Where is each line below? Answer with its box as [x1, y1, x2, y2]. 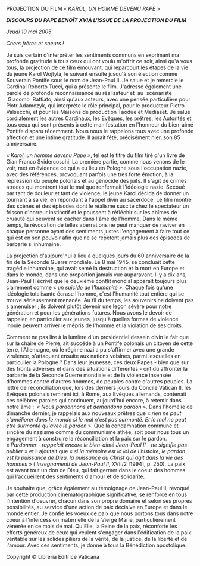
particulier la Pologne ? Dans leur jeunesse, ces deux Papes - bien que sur [6, 359, 189, 366]
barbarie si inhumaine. [6, 241, 61, 247]
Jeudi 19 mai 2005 [6, 28, 52, 35]
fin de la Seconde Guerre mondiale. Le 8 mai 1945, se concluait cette [6, 259, 176, 265]
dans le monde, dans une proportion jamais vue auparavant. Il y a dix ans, [6, 271, 187, 278]
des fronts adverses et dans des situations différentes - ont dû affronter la [6, 365, 188, 372]
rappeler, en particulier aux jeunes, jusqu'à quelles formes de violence [6, 316, 179, 322]
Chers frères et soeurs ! [6, 40, 64, 47]
